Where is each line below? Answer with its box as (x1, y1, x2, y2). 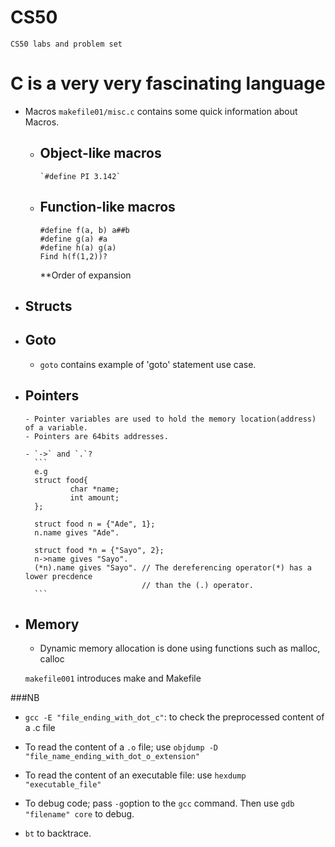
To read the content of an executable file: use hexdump (24, 769, 247, 781)
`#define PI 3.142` (39, 171, 122, 181)
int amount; (69, 492, 120, 503)
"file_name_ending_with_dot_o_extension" (24, 752, 200, 762)
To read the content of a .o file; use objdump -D (24, 741, 219, 753)
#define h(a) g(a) (39, 242, 117, 253)
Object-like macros (39, 145, 162, 162)
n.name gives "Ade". (34, 527, 120, 538)
